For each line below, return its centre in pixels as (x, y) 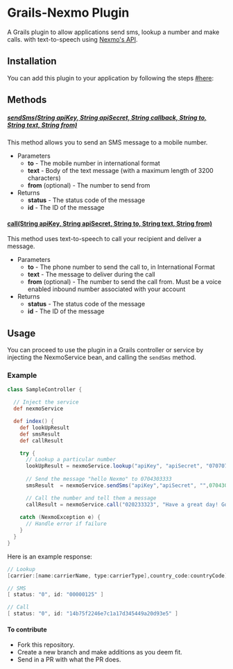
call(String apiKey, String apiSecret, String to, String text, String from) (110, 223)
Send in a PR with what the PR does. (69, 660)
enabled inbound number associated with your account (106, 289)
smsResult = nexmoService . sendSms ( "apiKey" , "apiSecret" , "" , (117, 485)
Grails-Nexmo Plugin (68, 13)
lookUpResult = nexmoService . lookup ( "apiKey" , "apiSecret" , (114, 466)
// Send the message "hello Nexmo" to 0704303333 (98, 479)
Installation (32, 61)
